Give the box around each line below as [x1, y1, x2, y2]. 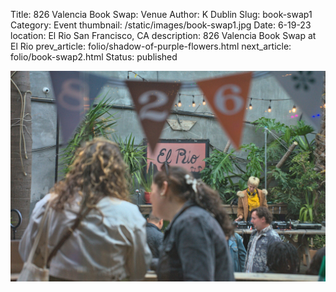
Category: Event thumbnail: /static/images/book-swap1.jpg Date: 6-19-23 [10, 19, 312, 31]
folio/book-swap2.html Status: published [10, 51, 178, 63]
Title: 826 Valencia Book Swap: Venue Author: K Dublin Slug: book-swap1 [10, 9, 313, 20]
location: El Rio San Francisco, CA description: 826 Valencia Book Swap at [10, 30, 317, 41]
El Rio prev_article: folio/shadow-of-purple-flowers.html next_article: [10, 40, 292, 52]
